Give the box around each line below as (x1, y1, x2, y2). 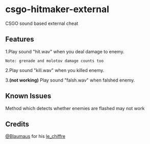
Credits (5, 120, 30, 128)
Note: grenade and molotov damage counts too (5, 58, 104, 63)
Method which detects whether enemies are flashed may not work (5, 105, 145, 111)
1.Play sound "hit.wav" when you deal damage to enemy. (5, 48, 124, 54)
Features (5, 35, 34, 44)
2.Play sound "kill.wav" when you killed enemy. (5, 67, 105, 73)
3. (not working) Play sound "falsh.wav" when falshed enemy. (5, 77, 135, 83)
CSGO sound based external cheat (5, 20, 79, 26)
